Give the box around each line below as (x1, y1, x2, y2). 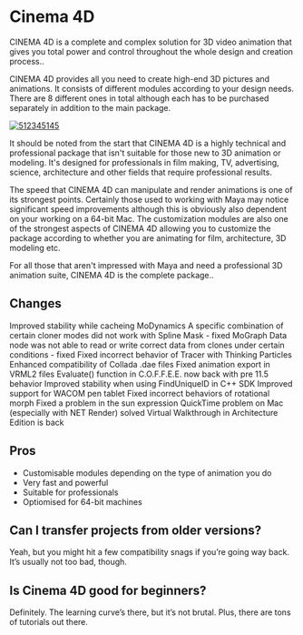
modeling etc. (9, 242, 61, 253)
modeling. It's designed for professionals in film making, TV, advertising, (9, 156, 279, 167)
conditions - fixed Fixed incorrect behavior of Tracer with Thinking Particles (9, 348, 292, 360)
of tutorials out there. (9, 617, 89, 628)
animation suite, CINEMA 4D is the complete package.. (9, 269, 215, 280)
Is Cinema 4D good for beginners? (9, 582, 207, 598)
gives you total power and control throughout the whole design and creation (9, 45, 293, 56)
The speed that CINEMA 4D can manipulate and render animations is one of (9, 184, 293, 195)
